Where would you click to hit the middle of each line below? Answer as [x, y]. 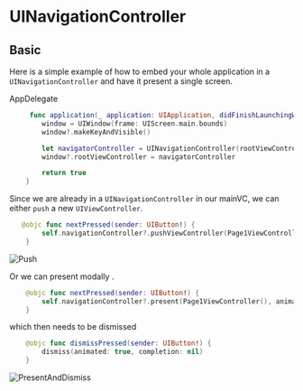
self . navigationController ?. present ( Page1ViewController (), [157, 301]
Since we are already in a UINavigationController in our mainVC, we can [144, 199]
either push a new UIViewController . [76, 209]
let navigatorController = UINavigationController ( [141, 148]
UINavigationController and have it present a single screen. [121, 81]
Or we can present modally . [62, 276]
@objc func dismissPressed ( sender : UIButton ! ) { [119, 344]
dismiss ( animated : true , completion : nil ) [123, 352]
